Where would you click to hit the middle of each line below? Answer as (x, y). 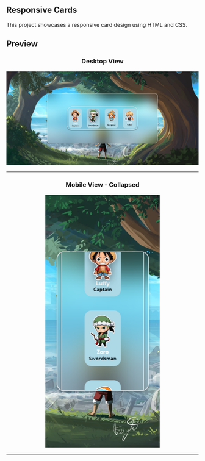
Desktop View (103, 62)
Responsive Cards (42, 10)
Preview (22, 44)
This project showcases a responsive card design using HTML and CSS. (97, 24)
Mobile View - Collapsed (103, 185)
